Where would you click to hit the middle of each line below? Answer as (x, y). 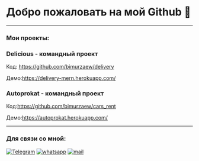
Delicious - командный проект (52, 54)
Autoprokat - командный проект (55, 94)
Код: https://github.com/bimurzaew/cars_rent (61, 107)
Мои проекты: (28, 38)
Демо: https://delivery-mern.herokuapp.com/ (61, 78)
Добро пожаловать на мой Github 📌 (99, 12)
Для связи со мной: (36, 139)
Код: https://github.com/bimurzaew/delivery (60, 67)
